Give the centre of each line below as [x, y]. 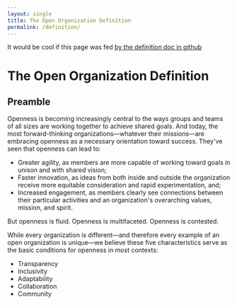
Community [34, 294]
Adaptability [35, 279]
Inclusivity [33, 271]
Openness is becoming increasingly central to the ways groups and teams [115, 119]
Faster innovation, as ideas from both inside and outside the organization [124, 178]
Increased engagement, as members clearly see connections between [120, 192]
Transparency [38, 264]
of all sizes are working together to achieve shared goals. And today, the [113, 126]
